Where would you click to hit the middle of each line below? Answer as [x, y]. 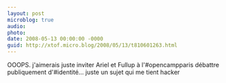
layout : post [26, 13]
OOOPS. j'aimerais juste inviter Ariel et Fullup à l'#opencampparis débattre [113, 65]
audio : [17, 26]
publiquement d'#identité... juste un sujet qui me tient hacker [94, 72]
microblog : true [30, 20]
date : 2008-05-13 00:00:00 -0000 [55, 39]
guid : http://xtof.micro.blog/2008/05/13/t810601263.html [92, 45]
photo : [17, 33]
